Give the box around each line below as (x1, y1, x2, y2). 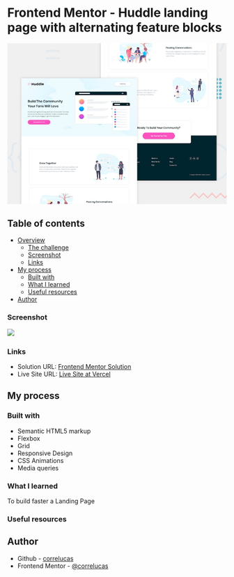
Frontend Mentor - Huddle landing (7, 5, 208, 21)
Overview (17, 236, 45, 244)
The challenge (27, 244, 70, 252)
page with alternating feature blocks (7, 19, 223, 35)
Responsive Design (17, 449, 73, 457)
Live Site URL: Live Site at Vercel (17, 370, 111, 378)
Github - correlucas (17, 554, 74, 562)
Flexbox (17, 434, 40, 443)
